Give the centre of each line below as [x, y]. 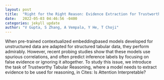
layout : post [18, 9]
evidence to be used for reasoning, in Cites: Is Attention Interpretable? [76, 72]
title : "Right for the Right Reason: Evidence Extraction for [71, 14]
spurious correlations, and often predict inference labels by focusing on [77, 57]
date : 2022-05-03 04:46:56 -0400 [41, 18]
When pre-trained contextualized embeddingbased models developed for [79, 41]
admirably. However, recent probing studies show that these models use [78, 52]
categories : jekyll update [32, 23]
